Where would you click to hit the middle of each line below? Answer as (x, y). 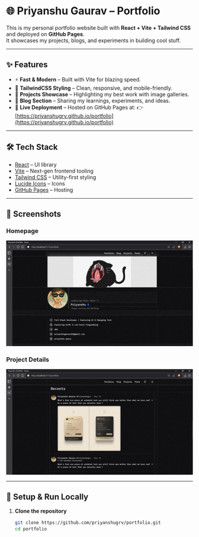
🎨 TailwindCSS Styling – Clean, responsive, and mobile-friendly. (94, 88)
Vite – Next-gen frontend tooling (54, 171)
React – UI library (36, 164)
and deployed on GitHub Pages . (45, 34)
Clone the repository (41, 511)
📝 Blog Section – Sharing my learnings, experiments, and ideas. (92, 101)
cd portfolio (31, 529)
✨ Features (27, 65)
